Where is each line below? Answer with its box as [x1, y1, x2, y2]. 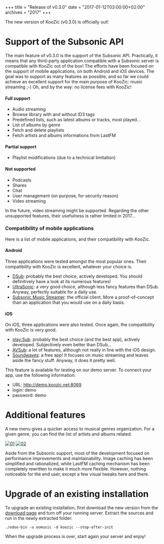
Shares [12, 182, 27, 188]
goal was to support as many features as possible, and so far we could [5, 73, 149, 79]
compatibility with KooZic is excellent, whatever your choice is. [5, 264, 133, 270]
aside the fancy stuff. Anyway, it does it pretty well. [12, 358, 116, 363]
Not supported [5, 166, 36, 172]
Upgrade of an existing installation [5, 488, 149, 500]
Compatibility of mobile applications [5, 225, 94, 232]
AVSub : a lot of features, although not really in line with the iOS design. [12, 347, 156, 353]
